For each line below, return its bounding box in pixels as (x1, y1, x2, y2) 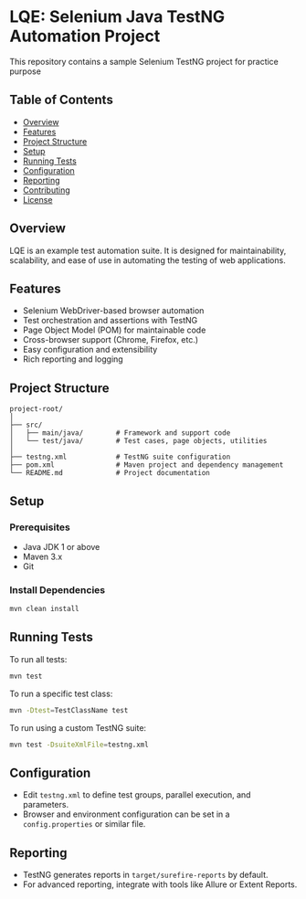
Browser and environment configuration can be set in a (22, 809, 230, 820)
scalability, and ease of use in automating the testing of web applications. (9, 254, 286, 266)
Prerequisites (9, 521, 70, 534)
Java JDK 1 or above (22, 541, 100, 552)
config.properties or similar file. (22, 819, 146, 830)
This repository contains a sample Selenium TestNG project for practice (9, 56, 279, 67)
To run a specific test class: (9, 688, 113, 699)
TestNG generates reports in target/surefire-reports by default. (22, 870, 269, 881)
